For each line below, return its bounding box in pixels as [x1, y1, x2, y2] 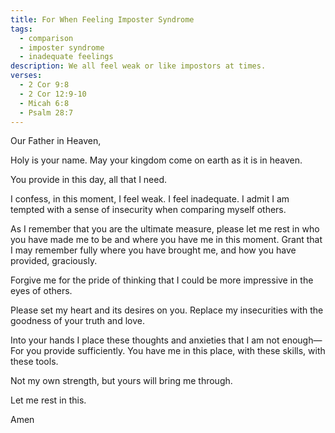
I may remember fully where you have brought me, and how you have [10, 244, 297, 256]
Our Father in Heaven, [10, 135, 102, 147]
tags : [10, 24, 33, 34]
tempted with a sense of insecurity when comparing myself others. [10, 204, 287, 216]
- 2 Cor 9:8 [19, 80, 70, 90]
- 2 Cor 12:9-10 [19, 89, 87, 99]
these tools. [10, 356, 59, 368]
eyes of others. [10, 285, 73, 297]
